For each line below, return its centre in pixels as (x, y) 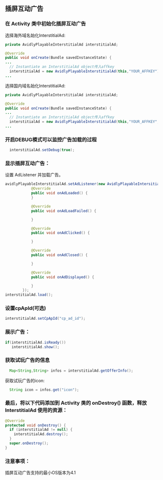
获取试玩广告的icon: (25, 380)
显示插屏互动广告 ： (27, 163)
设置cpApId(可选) (25, 309)
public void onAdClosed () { (59, 255)
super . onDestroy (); (29, 444)
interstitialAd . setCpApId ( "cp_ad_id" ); (45, 319)
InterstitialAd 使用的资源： (36, 411)
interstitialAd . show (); (35, 347)
